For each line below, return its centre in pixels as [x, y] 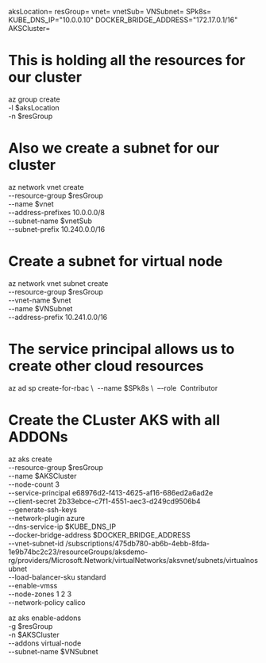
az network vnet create [46, 187]
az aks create [31, 459]
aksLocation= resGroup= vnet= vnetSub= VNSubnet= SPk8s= [110, 12]
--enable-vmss [33, 585]
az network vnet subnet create [58, 283]
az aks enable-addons [45, 618]
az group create [35, 99]
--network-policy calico [47, 602]
